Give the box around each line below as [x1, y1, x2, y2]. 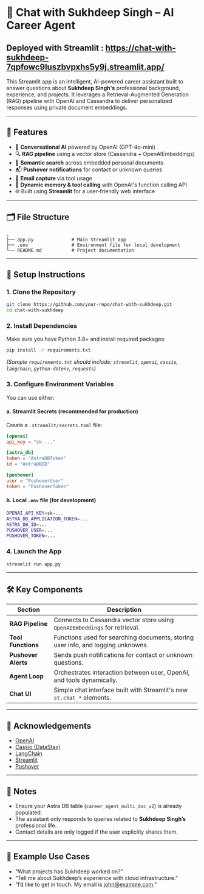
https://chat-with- [105, 43, 176, 53]
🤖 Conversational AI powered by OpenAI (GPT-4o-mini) [15, 143, 156, 151]
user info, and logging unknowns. [53, 641, 149, 650]
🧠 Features [6, 127, 48, 138]
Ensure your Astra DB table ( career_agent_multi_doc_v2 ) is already [15, 802, 182, 809]
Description [107, 606, 141, 614]
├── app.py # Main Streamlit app [6, 236, 126, 243]
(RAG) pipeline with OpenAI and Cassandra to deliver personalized [6, 98, 172, 104]
